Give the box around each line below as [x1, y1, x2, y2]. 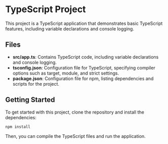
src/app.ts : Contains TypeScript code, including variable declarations [12, 54, 159, 60]
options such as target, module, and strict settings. [12, 70, 119, 76]
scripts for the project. [12, 81, 59, 87]
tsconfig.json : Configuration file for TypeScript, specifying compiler [12, 64, 156, 70]
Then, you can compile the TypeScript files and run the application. [5, 133, 146, 139]
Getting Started [5, 95, 55, 104]
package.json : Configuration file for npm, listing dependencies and [12, 75, 154, 82]
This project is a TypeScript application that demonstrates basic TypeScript [5, 20, 163, 26]
